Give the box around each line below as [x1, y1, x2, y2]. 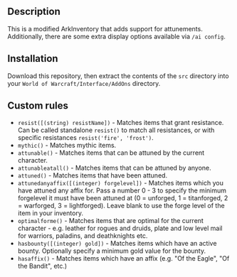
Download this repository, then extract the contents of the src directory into [7, 71, 229, 80]
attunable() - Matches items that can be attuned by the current [17, 148, 205, 157]
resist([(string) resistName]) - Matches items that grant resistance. [17, 119, 224, 127]
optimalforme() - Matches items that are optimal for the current [17, 217, 204, 225]
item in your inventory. [17, 209, 84, 217]
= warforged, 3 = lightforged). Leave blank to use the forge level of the [17, 202, 226, 210]
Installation [7, 53, 58, 65]
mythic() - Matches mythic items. [17, 141, 117, 150]
